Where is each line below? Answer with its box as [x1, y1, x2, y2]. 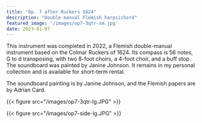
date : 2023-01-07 [6, 25, 50, 32]
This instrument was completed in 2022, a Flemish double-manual [6, 42, 172, 50]
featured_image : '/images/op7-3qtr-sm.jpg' [6, 20, 119, 26]
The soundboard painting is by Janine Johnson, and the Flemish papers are [6, 80, 196, 87]
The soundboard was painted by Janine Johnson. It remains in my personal [6, 62, 195, 69]
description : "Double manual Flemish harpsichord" [6, 15, 138, 21]
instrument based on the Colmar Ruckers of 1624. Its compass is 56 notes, [6, 49, 193, 56]
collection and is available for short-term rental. [6, 68, 125, 76]
